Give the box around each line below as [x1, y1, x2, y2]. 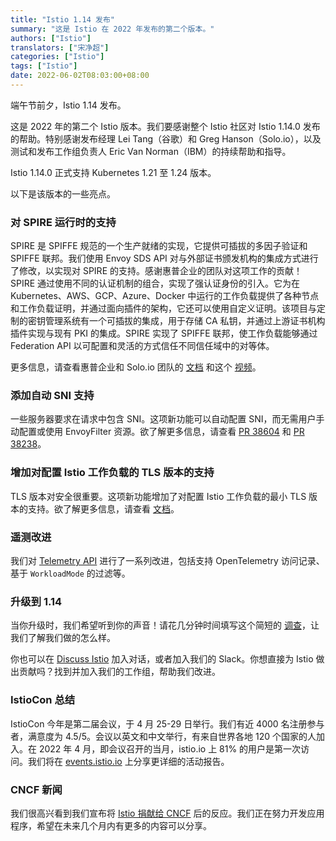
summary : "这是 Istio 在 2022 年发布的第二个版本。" [10, 24, 215, 34]
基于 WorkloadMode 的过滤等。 [10, 567, 131, 580]
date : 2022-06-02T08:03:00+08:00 [10, 71, 150, 81]
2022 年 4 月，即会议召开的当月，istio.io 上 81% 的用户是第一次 [38, 742, 302, 755]
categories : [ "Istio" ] [10, 52, 105, 62]
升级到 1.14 [10, 594, 63, 608]
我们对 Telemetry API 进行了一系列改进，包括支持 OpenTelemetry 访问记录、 [10, 555, 325, 567]
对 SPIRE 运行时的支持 [10, 215, 117, 229]
